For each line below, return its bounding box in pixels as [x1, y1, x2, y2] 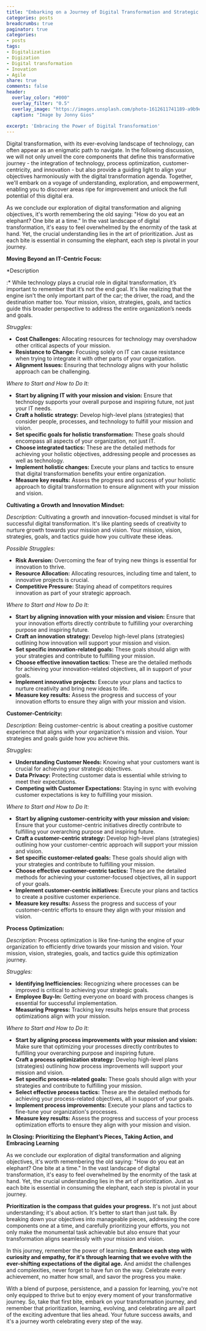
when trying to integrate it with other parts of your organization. [15, 355, 177, 362]
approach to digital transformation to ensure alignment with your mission [15, 483, 199, 491]
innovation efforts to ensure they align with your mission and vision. [15, 698, 186, 705]
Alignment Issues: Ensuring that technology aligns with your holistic [15, 362, 189, 369]
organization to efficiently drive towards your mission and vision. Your [6, 943, 183, 950]
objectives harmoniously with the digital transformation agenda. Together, [6, 173, 193, 180]
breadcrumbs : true [6, 20, 53, 26]
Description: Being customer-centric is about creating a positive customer [6, 722, 193, 729]
